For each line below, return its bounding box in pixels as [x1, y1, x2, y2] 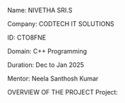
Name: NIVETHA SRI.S [7, 6, 73, 14]
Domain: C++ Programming [7, 47, 87, 55]
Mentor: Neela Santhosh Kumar [7, 74, 99, 83]
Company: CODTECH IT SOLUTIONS [7, 20, 114, 28]
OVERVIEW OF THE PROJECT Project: [7, 88, 119, 96]
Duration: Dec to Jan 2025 [7, 61, 85, 69]
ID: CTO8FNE [7, 33, 47, 42]
